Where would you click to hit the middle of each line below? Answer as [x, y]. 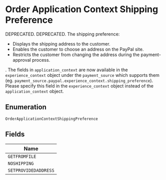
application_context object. [35, 91]
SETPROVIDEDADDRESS [31, 170]
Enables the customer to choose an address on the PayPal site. [78, 49]
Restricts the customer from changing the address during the [76, 55]
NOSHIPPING [21, 163]
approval [22, 60]
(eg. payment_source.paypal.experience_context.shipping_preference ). [79, 80]
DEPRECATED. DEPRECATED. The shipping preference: [63, 34]
